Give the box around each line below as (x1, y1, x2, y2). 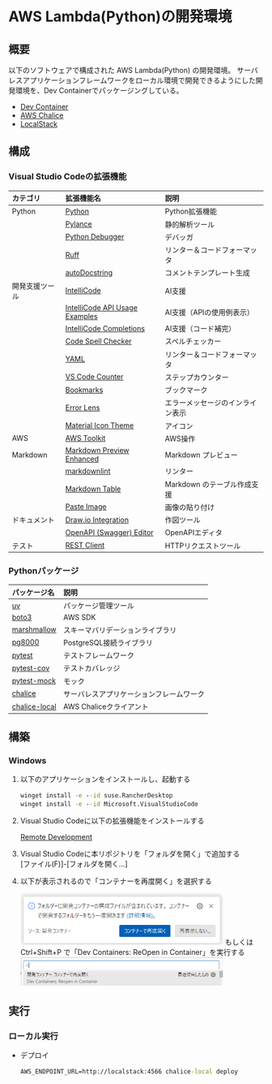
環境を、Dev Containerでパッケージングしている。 (15, 86, 184, 95)
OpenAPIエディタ (164, 528, 223, 538)
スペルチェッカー (164, 336, 222, 346)
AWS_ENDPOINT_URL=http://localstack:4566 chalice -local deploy (19, 1068, 239, 1076)
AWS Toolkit (65, 434, 106, 443)
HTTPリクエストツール (164, 541, 241, 551)
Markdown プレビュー (164, 450, 238, 460)
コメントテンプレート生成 (164, 268, 250, 278)
